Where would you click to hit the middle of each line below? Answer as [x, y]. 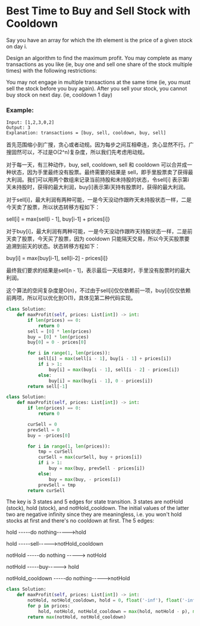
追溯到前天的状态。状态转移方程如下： [53, 246]
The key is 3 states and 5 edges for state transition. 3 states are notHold [95, 502]
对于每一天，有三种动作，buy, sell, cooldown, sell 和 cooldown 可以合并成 [97, 165]
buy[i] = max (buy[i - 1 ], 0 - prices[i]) [101, 381]
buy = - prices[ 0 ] [49, 436]
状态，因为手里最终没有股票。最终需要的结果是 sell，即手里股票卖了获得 [100, 172]
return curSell [46, 490]
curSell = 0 [43, 424]
